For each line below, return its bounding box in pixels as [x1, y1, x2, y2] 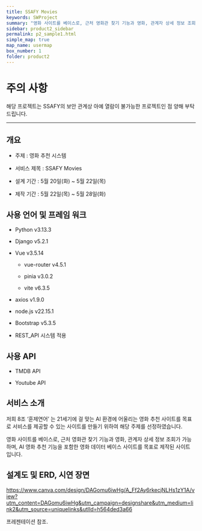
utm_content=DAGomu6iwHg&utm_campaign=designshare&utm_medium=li [6, 499, 194, 506]
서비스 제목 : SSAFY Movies [14, 165, 82, 172]
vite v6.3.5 [23, 284, 50, 292]
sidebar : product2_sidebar [6, 25, 74, 32]
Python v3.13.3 [14, 226, 52, 234]
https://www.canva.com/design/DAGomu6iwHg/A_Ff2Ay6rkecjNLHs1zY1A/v [6, 486, 195, 494]
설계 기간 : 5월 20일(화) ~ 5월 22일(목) [14, 178, 106, 185]
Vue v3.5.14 [14, 249, 44, 256]
